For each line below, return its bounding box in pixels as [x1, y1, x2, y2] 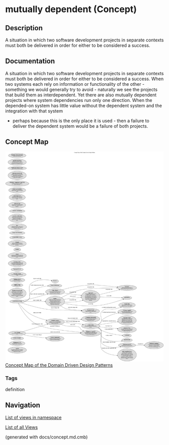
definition [5, 386, 25, 392]
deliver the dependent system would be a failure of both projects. [12, 123, 148, 129]
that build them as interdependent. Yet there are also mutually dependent [5, 92, 157, 98]
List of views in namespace [5, 414, 62, 420]
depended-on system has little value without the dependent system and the [5, 102, 162, 108]
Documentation [5, 57, 55, 66]
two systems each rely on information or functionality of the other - [5, 81, 145, 87]
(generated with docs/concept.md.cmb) [5, 434, 88, 440]
